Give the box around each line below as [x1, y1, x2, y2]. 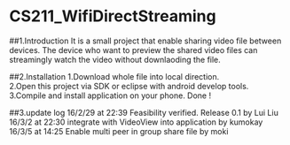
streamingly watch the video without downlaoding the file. [9, 54, 222, 65]
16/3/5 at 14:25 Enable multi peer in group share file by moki [9, 126, 229, 136]
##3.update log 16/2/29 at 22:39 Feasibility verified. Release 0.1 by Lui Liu [9, 107, 279, 118]
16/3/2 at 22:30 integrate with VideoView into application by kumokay [9, 117, 263, 127]
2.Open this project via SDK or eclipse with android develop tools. [9, 80, 249, 91]
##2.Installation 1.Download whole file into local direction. [9, 71, 220, 81]
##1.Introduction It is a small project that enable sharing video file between [9, 35, 282, 46]
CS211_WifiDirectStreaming [9, 6, 216, 27]
